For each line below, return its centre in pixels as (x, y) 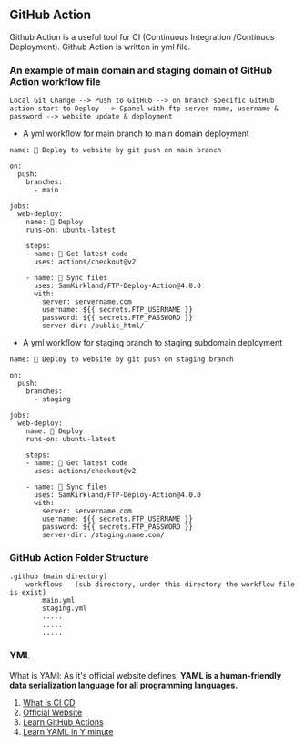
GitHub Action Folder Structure (79, 558)
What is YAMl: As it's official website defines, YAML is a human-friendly (146, 675)
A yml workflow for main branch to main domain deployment (136, 134)
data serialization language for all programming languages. (124, 685)
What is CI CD (49, 702)
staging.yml (65, 609)
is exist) (28, 593)
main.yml (59, 601)
